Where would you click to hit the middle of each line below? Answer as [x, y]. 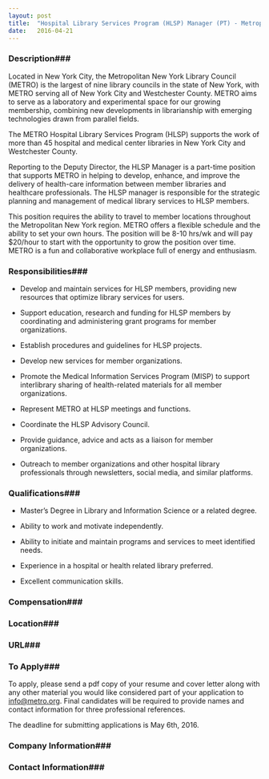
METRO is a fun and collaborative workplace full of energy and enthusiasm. [133, 250]
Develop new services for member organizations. [101, 361]
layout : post [30, 16]
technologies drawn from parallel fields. [74, 119]
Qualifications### [44, 493]
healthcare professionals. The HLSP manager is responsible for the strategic [134, 192]
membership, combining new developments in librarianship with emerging [130, 110]
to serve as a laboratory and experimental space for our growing [114, 102]
